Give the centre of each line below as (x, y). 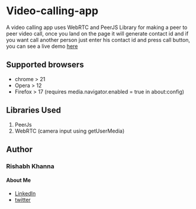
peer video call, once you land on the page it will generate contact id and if (97, 33)
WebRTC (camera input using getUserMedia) (70, 131)
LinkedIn (25, 194)
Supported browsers (45, 65)
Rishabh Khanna (30, 166)
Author (19, 149)
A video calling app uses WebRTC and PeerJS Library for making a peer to (97, 27)
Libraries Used (33, 110)
